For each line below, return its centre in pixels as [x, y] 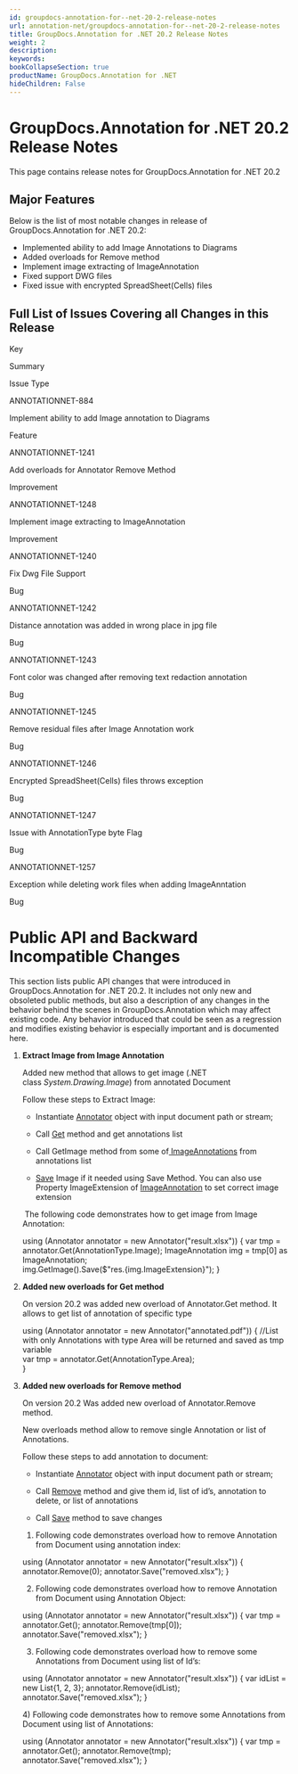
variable [37, 1350]
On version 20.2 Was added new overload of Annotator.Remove [139, 1403]
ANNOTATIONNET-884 [52, 401]
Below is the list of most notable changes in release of [108, 221]
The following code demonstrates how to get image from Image [141, 1214]
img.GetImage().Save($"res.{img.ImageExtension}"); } [121, 1269]
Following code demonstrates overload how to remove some [146, 1652]
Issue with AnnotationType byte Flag [76, 833]
